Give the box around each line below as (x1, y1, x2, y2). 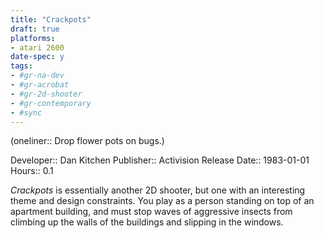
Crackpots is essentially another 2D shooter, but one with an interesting (10, 184, 306, 196)
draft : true (10, 24, 60, 34)
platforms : (10, 33, 56, 43)
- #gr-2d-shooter (10, 89, 83, 99)
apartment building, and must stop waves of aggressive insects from (10, 206, 293, 218)
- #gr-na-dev (10, 71, 65, 81)
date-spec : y (10, 52, 65, 62)
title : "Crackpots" (10, 14, 92, 25)
